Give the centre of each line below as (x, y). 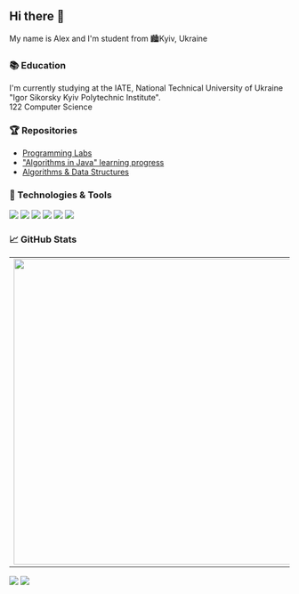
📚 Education (38, 65)
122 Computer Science (51, 107)
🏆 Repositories (44, 131)
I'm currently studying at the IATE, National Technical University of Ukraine (146, 88)
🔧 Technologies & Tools (61, 195)
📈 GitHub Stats (43, 239)
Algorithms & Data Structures (75, 172)
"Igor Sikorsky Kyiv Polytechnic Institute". (85, 98)
